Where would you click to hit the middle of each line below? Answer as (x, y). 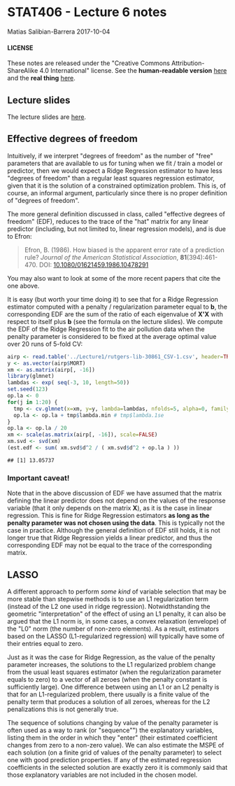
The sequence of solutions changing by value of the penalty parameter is (113, 723)
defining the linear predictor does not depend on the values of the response (116, 500)
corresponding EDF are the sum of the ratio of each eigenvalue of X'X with (115, 314)
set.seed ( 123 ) (28, 389)
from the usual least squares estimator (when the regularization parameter (114, 672)
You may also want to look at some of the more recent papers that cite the (114, 278)
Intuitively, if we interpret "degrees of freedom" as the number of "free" (110, 155)
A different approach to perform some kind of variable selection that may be (117, 591)
